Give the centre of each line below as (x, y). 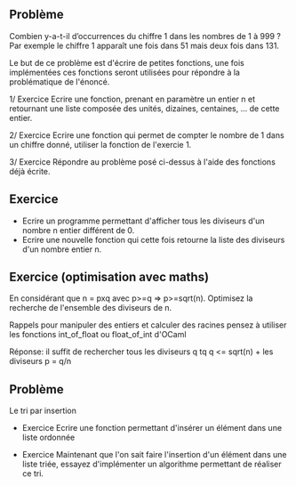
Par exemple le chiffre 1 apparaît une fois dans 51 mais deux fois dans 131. (144, 45)
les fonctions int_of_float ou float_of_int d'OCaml (98, 335)
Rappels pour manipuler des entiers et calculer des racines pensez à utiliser (148, 325)
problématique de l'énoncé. (60, 81)
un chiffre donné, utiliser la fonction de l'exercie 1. (100, 144)
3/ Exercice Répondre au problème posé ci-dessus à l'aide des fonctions (142, 162)
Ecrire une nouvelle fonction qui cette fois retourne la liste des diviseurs (153, 239)
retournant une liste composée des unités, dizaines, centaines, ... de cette (144, 108)
